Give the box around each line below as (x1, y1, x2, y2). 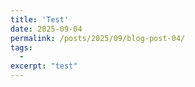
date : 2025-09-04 (10, 24, 83, 34)
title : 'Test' (10, 14, 70, 25)
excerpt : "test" (10, 61, 78, 71)
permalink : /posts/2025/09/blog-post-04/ (10, 33, 186, 43)
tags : (10, 42, 33, 53)
